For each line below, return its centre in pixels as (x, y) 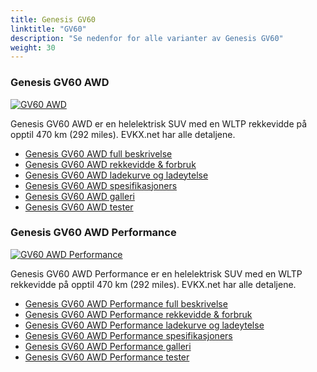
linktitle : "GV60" (48, 29)
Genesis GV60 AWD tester (79, 207)
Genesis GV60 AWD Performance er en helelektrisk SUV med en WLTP (156, 273)
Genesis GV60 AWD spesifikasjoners (101, 185)
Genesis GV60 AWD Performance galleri (108, 346)
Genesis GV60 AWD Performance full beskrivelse (126, 303)
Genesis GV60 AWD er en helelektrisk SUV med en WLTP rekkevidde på (159, 123)
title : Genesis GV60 (53, 19)
